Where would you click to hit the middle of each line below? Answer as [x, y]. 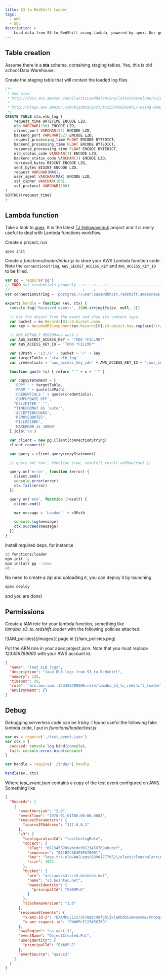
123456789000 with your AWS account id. [48, 653]
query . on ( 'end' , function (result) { [48, 499]
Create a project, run [26, 242]
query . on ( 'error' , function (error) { [50, 472]
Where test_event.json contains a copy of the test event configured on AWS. [83, 783]
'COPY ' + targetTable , [39, 385]
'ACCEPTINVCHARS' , [33, 413]
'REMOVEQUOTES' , [31, 417]
